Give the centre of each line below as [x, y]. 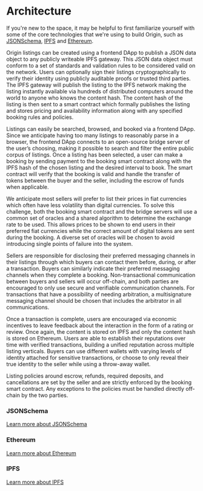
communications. [28, 307]
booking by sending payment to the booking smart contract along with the [99, 161]
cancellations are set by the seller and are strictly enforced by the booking [99, 382]
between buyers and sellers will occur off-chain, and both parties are [92, 281]
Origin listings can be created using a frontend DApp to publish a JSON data [101, 52]
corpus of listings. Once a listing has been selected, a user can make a [95, 154]
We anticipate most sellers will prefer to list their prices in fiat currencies [96, 198]
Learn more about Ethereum [42, 453]
